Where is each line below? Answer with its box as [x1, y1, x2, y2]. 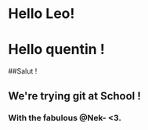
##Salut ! [8, 67, 38, 76]
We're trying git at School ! [8, 89, 141, 103]
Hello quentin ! [8, 41, 106, 59]
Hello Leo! [8, 5, 75, 23]
